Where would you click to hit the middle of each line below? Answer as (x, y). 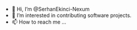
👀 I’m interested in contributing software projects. (71, 15)
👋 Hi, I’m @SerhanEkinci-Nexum (51, 9)
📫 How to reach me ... (39, 22)
